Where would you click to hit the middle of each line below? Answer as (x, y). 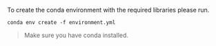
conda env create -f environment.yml (61, 23)
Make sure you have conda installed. (76, 35)
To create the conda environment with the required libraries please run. (108, 10)
